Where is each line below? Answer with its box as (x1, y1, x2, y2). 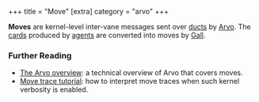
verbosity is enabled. (19, 85, 89, 94)
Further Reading (8, 50, 72, 61)
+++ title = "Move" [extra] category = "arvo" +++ (8, 7, 169, 16)
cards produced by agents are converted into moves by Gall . (8, 31, 206, 40)
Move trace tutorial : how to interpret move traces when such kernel (19, 77, 240, 86)
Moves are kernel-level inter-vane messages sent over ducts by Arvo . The (8, 22, 251, 31)
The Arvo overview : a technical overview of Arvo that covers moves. (19, 68, 243, 77)
